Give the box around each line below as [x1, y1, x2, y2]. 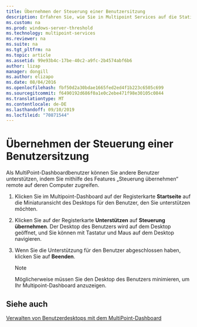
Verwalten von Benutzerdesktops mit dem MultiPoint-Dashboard [6, 315, 162, 321]
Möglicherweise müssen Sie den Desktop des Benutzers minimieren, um [14, 276, 189, 283]
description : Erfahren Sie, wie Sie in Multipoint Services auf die [6, 14, 177, 20]
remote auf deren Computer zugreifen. [6, 182, 100, 189]
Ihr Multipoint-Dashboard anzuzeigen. [14, 282, 107, 289]
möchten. [14, 206, 38, 213]
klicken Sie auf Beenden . [14, 253, 76, 260]
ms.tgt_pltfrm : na [6, 47, 51, 53]
